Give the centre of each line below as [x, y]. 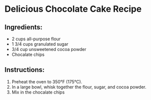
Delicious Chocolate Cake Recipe [73, 9]
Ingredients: [23, 27]
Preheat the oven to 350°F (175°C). [47, 81]
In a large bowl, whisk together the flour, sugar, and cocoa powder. [79, 87]
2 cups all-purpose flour [36, 39]
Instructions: [25, 70]
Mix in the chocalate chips [38, 92]
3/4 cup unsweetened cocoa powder [49, 49]
